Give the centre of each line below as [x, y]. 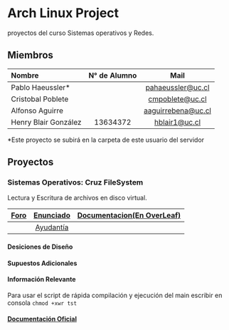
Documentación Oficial [42, 319]
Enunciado [52, 215]
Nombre [25, 75]
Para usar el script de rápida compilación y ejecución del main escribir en [115, 295]
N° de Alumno [113, 75]
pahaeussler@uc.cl [177, 87]
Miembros [30, 55]
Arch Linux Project [63, 13]
